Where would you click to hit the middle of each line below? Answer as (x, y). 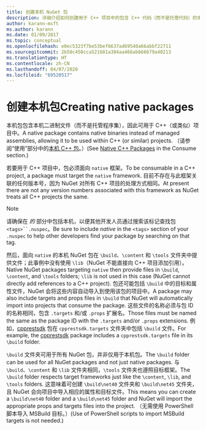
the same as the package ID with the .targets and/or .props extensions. (97, 321)
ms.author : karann (30, 29)
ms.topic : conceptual (34, 41)
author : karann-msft (33, 23)
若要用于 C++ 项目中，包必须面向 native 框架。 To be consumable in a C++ (101, 168)
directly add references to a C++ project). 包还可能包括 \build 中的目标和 (99, 284)
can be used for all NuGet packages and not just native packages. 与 (93, 362)
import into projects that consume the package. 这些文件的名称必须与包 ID (100, 305)
